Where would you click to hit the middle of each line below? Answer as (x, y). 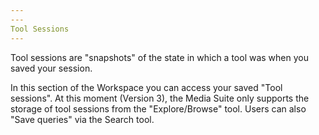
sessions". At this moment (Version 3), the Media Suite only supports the (160, 98)
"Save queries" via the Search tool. (82, 119)
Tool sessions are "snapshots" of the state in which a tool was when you (159, 57)
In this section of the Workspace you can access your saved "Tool (146, 87)
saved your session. (51, 68)
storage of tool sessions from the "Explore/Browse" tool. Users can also (158, 108)
